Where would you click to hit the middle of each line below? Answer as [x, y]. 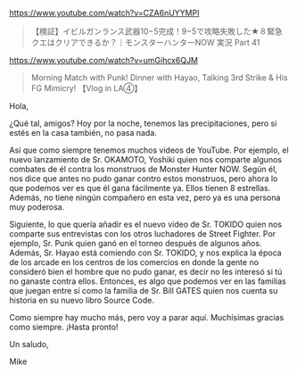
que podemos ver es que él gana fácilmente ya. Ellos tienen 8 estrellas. [140, 188]
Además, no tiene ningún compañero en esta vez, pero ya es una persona [145, 197]
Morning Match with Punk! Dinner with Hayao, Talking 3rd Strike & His [159, 78]
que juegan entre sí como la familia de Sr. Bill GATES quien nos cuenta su [144, 291]
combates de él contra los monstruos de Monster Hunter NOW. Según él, [144, 169]
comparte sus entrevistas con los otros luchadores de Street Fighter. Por [143, 234]
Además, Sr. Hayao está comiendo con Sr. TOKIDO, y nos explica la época [146, 253]
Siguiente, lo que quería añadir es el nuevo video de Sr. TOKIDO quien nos [146, 224]
